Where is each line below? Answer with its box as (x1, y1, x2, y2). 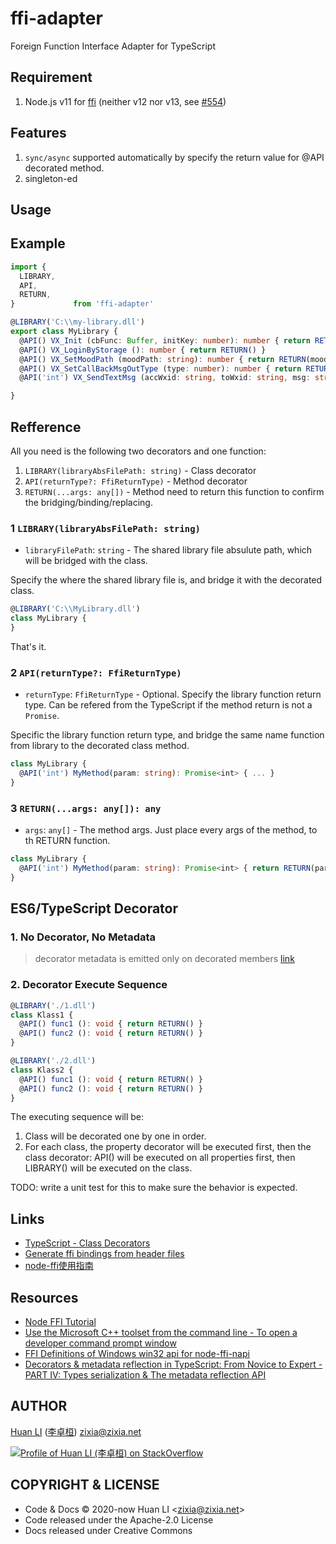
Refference (10, 418, 82, 436)
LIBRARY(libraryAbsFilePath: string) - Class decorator (24, 464, 257, 476)
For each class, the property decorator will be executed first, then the (24, 1141, 312, 1153)
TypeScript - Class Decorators (24, 1237, 151, 1249)
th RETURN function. (24, 835, 111, 847)
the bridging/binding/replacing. (24, 496, 153, 508)
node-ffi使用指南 (24, 1260, 94, 1272)
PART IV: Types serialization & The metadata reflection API (24, 1369, 267, 1381)
